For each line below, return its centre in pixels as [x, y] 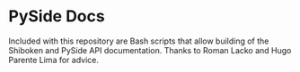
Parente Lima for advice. [54, 60]
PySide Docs [57, 16]
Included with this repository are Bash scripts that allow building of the [139, 41]
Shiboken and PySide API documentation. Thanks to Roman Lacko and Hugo [150, 50]
